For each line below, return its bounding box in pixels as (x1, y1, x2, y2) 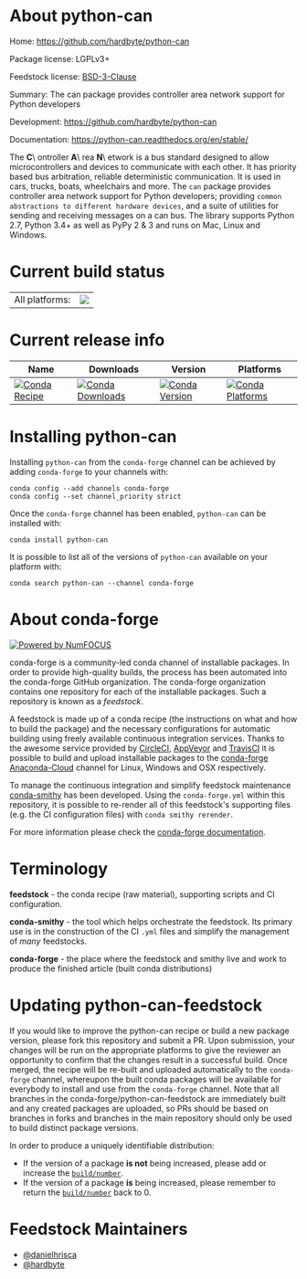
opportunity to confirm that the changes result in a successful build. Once (9, 1054, 288, 1065)
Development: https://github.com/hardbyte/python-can (9, 116, 217, 127)
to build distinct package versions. (9, 1122, 139, 1133)
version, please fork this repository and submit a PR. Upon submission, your (9, 1034, 295, 1046)
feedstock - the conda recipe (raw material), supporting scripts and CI (9, 888, 276, 900)
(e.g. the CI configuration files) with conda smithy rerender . (9, 809, 233, 819)
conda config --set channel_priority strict (9, 492, 182, 501)
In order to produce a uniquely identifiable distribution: (9, 1139, 215, 1151)
